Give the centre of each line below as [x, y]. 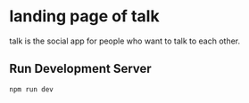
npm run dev [31, 89]
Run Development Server [80, 69]
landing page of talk [84, 16]
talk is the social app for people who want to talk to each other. [125, 41]
